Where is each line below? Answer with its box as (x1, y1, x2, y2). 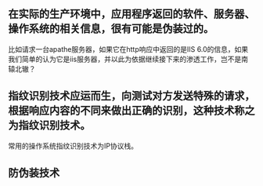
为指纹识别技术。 (8, 119, 91, 132)
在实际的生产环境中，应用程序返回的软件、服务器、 (8, 7, 255, 21)
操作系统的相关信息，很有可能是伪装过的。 (8, 22, 214, 35)
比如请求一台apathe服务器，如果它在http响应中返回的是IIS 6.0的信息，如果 (8, 44, 249, 53)
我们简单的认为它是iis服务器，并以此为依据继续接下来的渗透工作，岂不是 (8, 54, 242, 64)
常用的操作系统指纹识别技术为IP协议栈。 (8, 140, 139, 151)
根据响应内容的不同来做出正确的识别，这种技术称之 (8, 104, 255, 118)
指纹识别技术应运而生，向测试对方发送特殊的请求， (8, 89, 255, 103)
